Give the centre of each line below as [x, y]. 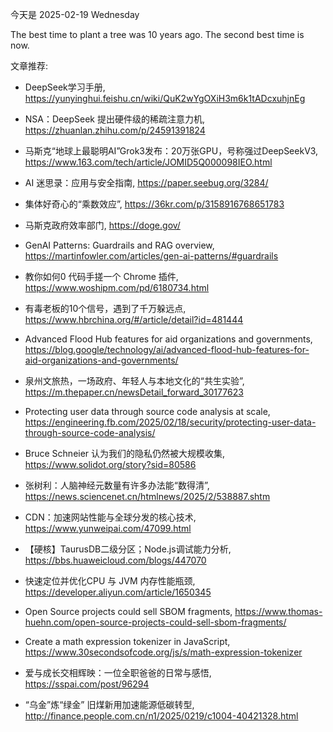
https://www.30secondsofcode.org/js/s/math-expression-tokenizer [163, 652]
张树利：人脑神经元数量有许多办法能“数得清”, [117, 485]
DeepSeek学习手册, [65, 87]
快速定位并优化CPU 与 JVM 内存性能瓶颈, [110, 581]
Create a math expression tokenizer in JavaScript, [127, 641]
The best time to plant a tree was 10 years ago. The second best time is [157, 34]
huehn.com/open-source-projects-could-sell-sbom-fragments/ [155, 622]
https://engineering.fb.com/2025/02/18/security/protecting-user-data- [170, 422]
